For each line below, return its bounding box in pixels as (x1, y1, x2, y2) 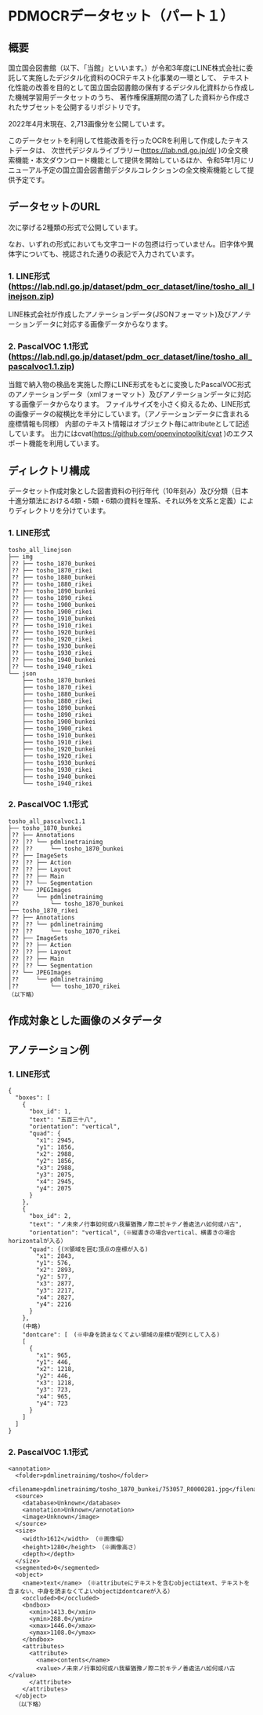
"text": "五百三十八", (28, 1116, 98, 1124)
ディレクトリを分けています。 (14, 506, 110, 515)
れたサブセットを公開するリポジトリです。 (8, 103, 145, 112)
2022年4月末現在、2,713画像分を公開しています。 (8, 119, 170, 128)
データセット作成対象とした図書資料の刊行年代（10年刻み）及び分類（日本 (8, 486, 249, 495)
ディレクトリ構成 (8, 464, 90, 477)
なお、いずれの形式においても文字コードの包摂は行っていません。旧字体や (8, 239, 247, 248)
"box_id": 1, (28, 1107, 72, 1115)
